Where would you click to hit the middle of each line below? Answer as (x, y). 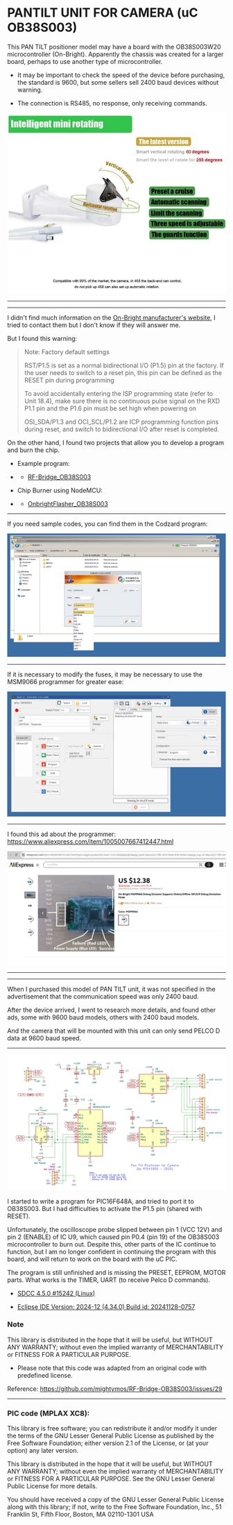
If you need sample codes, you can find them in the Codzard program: (107, 524)
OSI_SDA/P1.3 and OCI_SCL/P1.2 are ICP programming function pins (121, 422)
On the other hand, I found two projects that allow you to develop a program (115, 443)
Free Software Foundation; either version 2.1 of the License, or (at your (108, 1443)
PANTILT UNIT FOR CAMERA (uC (103, 13)
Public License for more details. (52, 1486)
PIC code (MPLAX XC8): (49, 1413)
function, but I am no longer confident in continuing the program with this (112, 1251)
